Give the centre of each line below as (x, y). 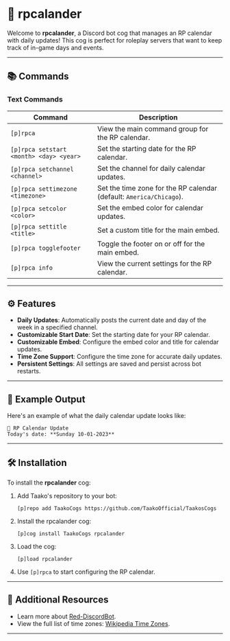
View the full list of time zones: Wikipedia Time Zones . (93, 623)
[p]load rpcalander (45, 559)
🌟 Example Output (46, 399)
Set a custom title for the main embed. (158, 230)
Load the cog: (37, 547)
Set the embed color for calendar (150, 207)
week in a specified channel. (57, 327)
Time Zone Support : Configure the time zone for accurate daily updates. (119, 357)
